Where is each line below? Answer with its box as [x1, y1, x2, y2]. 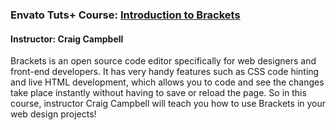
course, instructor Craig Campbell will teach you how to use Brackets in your [10, 98, 327, 110]
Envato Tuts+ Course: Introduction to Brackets [10, 8, 241, 22]
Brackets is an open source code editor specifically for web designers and [10, 55, 317, 67]
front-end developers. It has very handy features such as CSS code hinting [10, 66, 320, 78]
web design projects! [10, 108, 97, 120]
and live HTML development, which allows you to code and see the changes [10, 76, 325, 88]
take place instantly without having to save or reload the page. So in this [10, 87, 307, 99]
